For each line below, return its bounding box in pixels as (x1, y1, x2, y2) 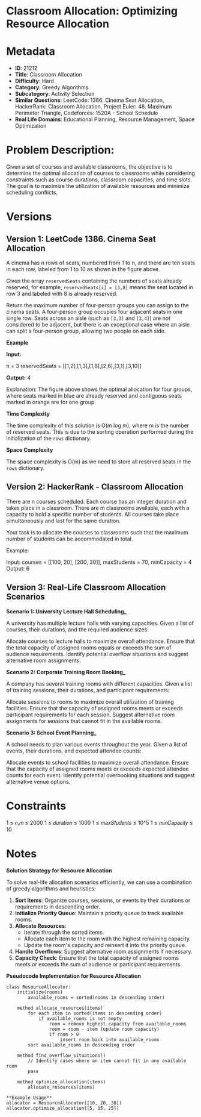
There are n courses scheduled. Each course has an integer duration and (6, 498, 187, 505)
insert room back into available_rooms (59, 1036, 160, 1043)
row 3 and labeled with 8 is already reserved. (6, 290, 118, 298)
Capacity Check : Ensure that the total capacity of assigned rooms (14, 954, 179, 962)
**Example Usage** (6, 1095, 52, 1101)
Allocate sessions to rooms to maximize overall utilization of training (6, 698, 174, 706)
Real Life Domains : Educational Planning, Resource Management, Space (14, 116, 195, 123)
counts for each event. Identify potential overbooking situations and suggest (6, 771, 195, 778)
